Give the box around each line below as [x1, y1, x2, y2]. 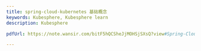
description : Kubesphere [6, 20, 68, 26]
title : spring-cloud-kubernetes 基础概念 [6, 8, 108, 15]
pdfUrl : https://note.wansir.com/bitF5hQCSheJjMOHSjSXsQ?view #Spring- [6, 31, 186, 37]
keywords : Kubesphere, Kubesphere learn [6, 14, 109, 20]
